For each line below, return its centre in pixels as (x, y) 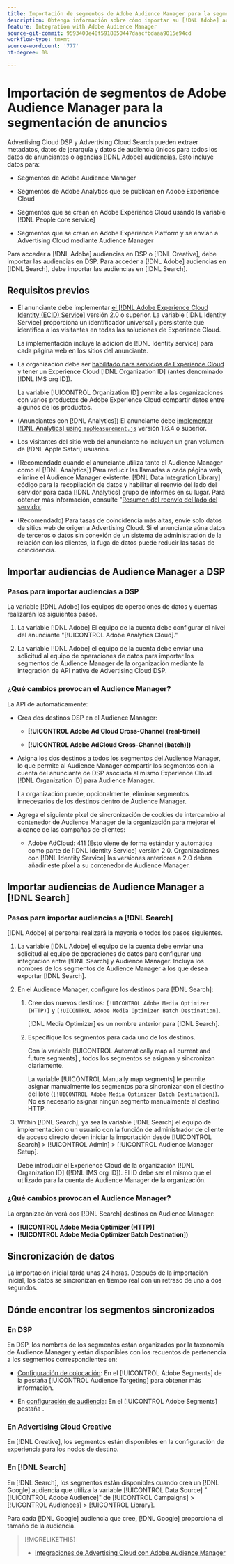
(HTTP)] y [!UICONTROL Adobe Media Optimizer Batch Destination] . (124, 1010)
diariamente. (46, 1066)
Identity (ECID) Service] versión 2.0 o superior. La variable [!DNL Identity (122, 315)
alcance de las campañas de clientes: (71, 829)
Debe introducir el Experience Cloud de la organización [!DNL (106, 1166)
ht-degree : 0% (28, 53)
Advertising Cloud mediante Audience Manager (85, 240)
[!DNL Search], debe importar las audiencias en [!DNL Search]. (97, 268)
